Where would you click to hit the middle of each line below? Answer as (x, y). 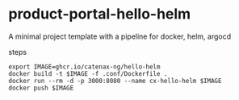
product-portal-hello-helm (100, 14)
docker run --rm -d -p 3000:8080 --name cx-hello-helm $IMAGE (115, 81)
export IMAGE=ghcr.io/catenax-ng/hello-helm (84, 67)
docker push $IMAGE (41, 88)
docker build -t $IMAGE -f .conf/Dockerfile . (88, 73)
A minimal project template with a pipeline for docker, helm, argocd (120, 36)
